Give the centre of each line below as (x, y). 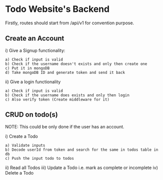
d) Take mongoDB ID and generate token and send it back (65, 72)
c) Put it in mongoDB (27, 68)
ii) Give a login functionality (33, 82)
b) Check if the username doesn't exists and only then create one (76, 64)
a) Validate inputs (25, 145)
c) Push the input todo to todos (40, 158)
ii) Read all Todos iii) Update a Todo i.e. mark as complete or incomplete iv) (81, 168)
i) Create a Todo (22, 136)
